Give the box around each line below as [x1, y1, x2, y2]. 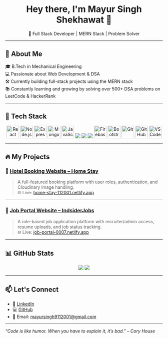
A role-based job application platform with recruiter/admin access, [17, 218, 154, 224]
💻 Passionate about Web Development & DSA [5, 71, 100, 77]
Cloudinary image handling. [17, 184, 74, 190]
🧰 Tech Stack [5, 112, 47, 121]
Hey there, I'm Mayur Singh [26, 3, 142, 15]
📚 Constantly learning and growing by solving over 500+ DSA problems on [5, 86, 160, 92]
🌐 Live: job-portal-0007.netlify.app [17, 229, 89, 235]
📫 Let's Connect [5, 285, 59, 294]
